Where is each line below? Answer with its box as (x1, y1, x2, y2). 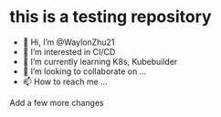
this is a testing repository (9, 6, 212, 27)
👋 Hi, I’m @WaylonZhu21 (22, 37, 115, 48)
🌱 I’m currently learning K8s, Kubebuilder (22, 56, 178, 67)
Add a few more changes (9, 97, 104, 108)
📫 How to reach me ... (22, 76, 108, 87)
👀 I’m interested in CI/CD (22, 46, 116, 57)
